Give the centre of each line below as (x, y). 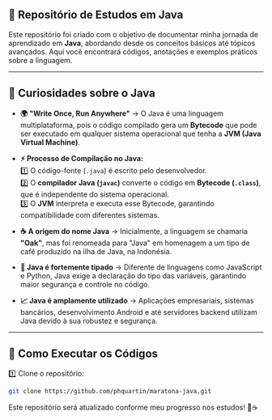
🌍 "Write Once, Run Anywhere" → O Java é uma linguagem (122, 113)
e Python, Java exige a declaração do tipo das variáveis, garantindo (133, 275)
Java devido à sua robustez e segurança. (89, 320)
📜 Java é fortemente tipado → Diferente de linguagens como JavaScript (141, 267)
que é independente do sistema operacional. (95, 194)
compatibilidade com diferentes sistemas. (90, 214)
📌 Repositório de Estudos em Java (96, 15)
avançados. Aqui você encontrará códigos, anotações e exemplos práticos (133, 51)
